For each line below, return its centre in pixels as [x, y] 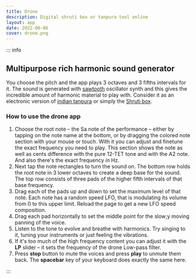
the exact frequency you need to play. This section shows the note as [99, 148]
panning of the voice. [40, 223]
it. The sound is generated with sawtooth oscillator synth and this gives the [97, 89]
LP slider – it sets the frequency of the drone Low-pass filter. [88, 247]
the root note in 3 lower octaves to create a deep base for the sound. [98, 173]
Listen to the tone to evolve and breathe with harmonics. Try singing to [100, 229]
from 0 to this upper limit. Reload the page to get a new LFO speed [95, 204]
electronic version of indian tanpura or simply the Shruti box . [79, 101]
